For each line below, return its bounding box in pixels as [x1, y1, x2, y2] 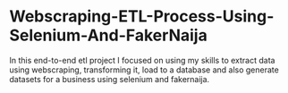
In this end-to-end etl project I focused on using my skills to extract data [9, 55, 275, 65]
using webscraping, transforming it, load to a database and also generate [9, 64, 279, 75]
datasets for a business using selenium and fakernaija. [9, 73, 210, 84]
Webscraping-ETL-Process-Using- [9, 6, 275, 27]
